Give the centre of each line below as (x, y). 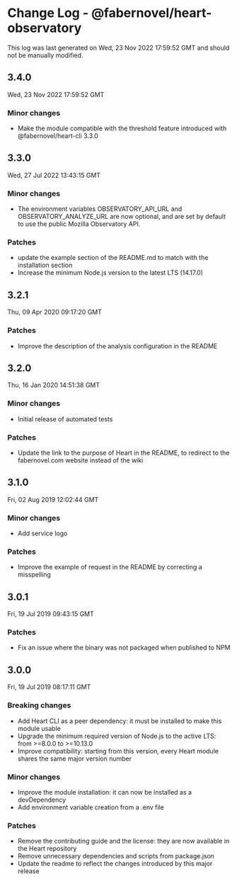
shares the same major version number (75, 758)
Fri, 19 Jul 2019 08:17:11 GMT (49, 687)
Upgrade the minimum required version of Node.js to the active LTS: (117, 736)
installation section (45, 265)
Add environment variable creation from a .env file (91, 807)
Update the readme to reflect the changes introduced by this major (115, 864)
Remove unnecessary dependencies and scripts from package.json (116, 856)
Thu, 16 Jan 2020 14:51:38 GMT (54, 385)
